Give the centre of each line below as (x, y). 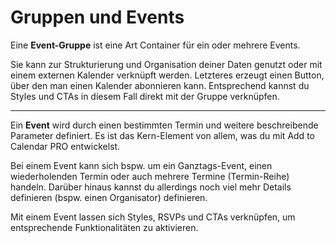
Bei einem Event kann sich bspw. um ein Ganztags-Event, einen (141, 165)
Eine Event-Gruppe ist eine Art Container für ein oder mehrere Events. (155, 45)
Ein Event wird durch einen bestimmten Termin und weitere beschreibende (164, 125)
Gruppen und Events (97, 17)
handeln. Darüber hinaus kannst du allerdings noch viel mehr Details (151, 187)
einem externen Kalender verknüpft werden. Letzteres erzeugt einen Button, (167, 75)
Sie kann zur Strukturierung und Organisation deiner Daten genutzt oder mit (166, 64)
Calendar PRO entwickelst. (65, 146)
